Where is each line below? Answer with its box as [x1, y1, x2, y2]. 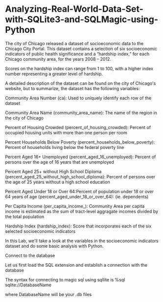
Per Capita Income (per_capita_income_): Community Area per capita [5, 203, 145, 209]
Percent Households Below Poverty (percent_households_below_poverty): [5, 139, 155, 145]
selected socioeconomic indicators [5, 228, 76, 234]
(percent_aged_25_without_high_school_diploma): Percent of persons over [5, 174, 156, 179]
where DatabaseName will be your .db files [5, 291, 92, 297]
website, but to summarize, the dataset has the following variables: [5, 85, 140, 91]
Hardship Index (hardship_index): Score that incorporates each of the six [5, 223, 152, 229]
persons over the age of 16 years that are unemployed [5, 159, 114, 165]
